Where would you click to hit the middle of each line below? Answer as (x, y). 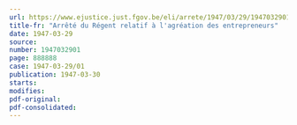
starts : (23, 83)
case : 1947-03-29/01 (47, 67)
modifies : (27, 91)
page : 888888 (33, 58)
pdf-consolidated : (43, 107)
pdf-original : (35, 99)
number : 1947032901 (45, 50)
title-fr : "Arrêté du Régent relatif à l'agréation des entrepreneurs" (144, 26)
